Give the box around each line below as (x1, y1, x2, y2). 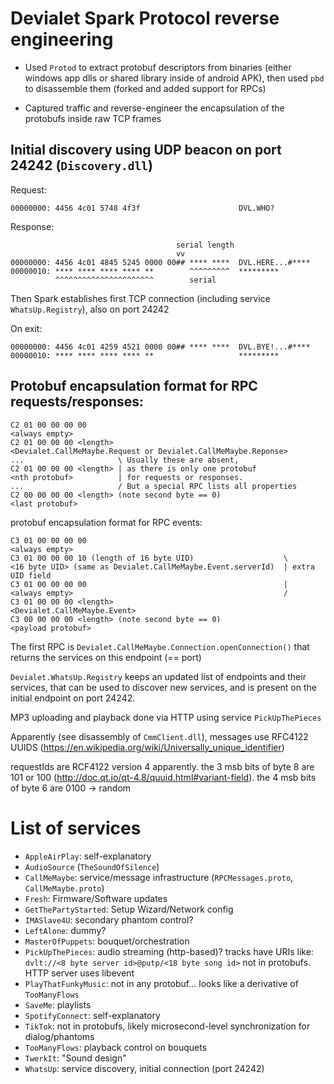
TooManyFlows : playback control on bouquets (24, 1041, 208, 1053)
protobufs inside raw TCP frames (24, 112, 162, 124)
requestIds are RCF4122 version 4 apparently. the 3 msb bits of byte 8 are (10, 760, 315, 772)
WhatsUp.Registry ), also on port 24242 (10, 303, 170, 315)
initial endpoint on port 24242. (10, 692, 136, 704)
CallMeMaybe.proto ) (24, 882, 105, 894)
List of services (10, 817, 142, 839)
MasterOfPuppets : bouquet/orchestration (24, 935, 190, 947)
